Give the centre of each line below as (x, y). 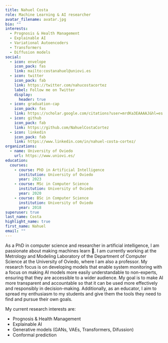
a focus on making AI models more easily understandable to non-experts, (81, 272)
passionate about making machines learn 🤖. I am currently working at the (81, 250)
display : (23, 95)
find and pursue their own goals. (39, 299)
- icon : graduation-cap (34, 104)
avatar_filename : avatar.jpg (36, 19)
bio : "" (13, 24)
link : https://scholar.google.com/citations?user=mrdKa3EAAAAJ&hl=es (89, 114)
